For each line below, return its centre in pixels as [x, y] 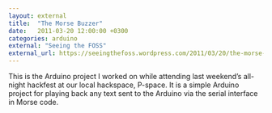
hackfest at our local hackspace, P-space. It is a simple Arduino [133, 85]
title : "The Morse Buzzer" [56, 23]
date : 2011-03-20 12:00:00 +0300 [68, 31]
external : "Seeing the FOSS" [57, 46]
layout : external [38, 16]
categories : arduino [43, 38]
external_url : [32, 53]
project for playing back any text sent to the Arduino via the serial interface [133, 93]
